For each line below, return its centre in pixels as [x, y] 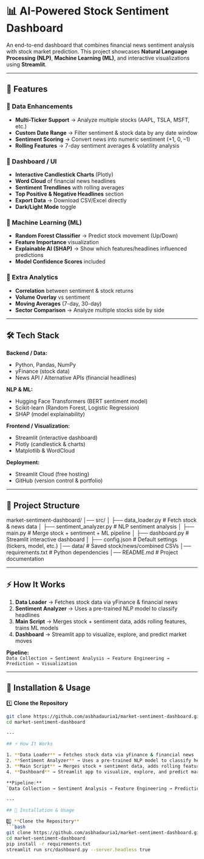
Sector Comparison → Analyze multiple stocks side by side [90, 310]
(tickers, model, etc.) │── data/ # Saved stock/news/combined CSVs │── [99, 546]
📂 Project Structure [43, 505]
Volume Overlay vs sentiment [53, 297]
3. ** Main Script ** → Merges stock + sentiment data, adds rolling [93, 766]
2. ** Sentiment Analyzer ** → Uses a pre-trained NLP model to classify [99, 761]
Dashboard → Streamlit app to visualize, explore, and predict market [101, 634]
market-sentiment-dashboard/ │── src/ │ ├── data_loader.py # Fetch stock [102, 520]
